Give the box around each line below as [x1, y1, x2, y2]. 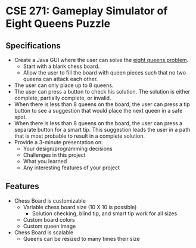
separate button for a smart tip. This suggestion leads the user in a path [14, 126, 191, 133]
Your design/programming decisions [23, 145, 113, 152]
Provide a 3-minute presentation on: [14, 139, 103, 145]
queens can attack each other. [23, 76, 98, 82]
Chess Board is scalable [14, 228, 74, 236]
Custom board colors [23, 216, 75, 223]
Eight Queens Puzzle [5, 17, 111, 30]
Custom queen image [23, 222, 76, 230]
